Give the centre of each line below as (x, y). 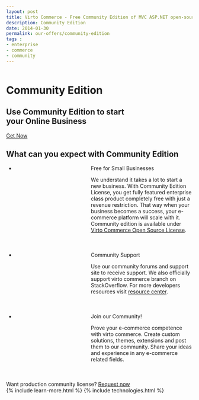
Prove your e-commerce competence (137, 328)
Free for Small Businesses (123, 168)
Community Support (115, 255)
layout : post (22, 12)
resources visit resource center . (130, 292)
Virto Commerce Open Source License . (139, 230)
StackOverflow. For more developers (136, 286)
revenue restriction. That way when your (140, 205)
